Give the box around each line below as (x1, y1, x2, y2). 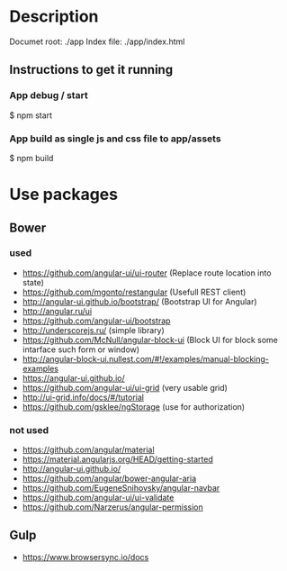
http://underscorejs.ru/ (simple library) (22, 324, 165, 335)
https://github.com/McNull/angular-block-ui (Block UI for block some (22, 334, 279, 345)
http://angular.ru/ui (22, 305, 93, 316)
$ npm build (9, 152, 54, 163)
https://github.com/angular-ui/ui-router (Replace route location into (22, 267, 272, 278)
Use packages (9, 185, 119, 204)
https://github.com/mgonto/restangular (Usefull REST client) (22, 286, 247, 297)
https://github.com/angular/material (22, 444, 155, 456)
